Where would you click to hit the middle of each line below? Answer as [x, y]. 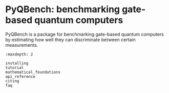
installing [17, 63]
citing [12, 81]
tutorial [15, 68]
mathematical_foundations [33, 72]
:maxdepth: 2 [19, 54]
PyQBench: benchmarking [63, 9]
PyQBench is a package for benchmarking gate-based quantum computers [84, 34]
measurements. [22, 45]
